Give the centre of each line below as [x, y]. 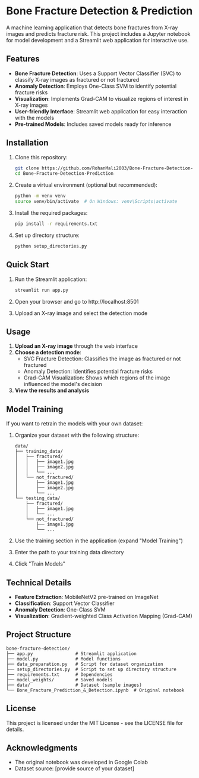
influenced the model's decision [63, 384]
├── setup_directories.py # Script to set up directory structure [91, 669]
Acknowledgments [42, 748]
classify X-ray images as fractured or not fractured [77, 79]
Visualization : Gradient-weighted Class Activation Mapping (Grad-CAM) [104, 616]
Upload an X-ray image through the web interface [76, 346]
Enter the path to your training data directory [69, 552]
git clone [27, 168]
